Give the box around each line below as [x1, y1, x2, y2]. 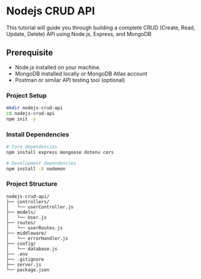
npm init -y [6, 116, 36, 122]
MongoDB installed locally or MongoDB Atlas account [14, 70, 148, 77]
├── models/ [6, 209, 36, 215]
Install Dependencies [6, 130, 70, 138]
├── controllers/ [6, 199, 50, 205]
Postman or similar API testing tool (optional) [14, 76, 125, 83]
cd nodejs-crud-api [6, 110, 55, 116]
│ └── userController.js [6, 204, 74, 210]
